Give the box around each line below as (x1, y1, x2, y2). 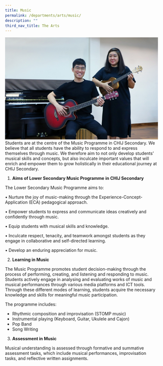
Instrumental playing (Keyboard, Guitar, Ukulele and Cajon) (12, 316, 130, 322)
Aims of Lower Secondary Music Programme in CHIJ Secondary (12, 175, 144, 181)
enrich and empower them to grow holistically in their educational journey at (5, 160, 157, 166)
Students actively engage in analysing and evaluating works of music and (5, 276, 152, 282)
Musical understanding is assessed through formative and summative (5, 345, 144, 351)
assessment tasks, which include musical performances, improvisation (5, 350, 147, 356)
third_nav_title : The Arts (5, 23, 60, 28)
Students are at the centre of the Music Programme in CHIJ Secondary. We (5, 140, 155, 146)
